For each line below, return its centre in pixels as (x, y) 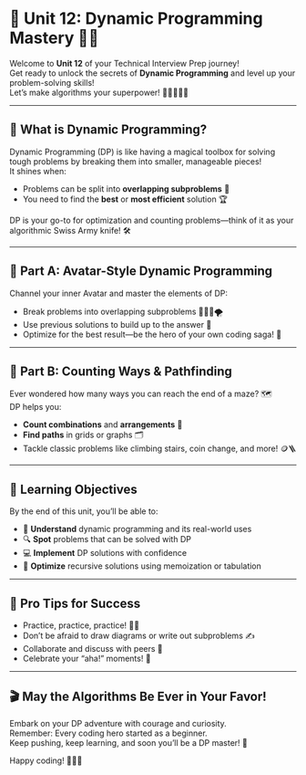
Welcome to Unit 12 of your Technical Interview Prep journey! (124, 63)
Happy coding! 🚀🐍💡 (46, 760)
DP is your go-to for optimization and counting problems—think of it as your (152, 220)
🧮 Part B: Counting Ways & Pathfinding (121, 371)
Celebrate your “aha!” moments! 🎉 (87, 658)
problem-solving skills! (52, 82)
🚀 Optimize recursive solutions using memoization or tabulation (142, 566)
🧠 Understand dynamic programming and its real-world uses (137, 529)
